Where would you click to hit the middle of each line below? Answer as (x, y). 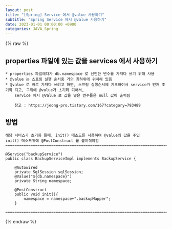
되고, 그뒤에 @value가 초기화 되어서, (49, 90)
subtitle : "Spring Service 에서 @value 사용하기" (56, 19)
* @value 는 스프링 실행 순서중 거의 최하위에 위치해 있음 (59, 79)
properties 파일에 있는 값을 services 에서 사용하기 (81, 61)
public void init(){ (36, 194)
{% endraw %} (21, 221)
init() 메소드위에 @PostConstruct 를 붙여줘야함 (52, 141)
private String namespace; (43, 181)
